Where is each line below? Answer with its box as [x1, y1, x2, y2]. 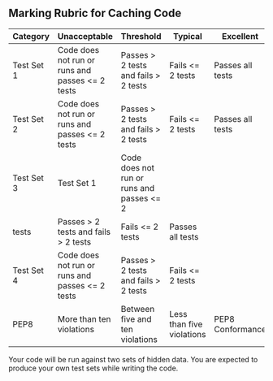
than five [169, 318, 203, 330]
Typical [173, 30, 203, 41]
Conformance [214, 323, 266, 335]
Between [120, 303, 155, 314]
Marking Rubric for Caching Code [8, 6, 182, 20]
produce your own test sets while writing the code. [8, 363, 179, 373]
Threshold [120, 30, 162, 41]
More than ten [57, 313, 111, 324]
